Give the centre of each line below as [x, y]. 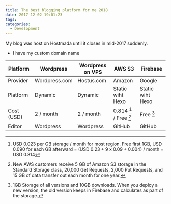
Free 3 [147, 114]
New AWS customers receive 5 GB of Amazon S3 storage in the [79, 164]
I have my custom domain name [46, 53]
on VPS [93, 72]
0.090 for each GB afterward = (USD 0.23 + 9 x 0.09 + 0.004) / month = [88, 149]
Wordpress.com [54, 81]
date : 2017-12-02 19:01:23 [34, 15]
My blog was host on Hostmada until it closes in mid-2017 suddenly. [77, 43]
